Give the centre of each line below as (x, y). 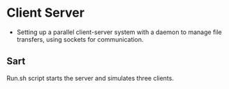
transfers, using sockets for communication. (80, 39)
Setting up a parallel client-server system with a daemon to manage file (119, 32)
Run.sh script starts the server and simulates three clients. (90, 78)
